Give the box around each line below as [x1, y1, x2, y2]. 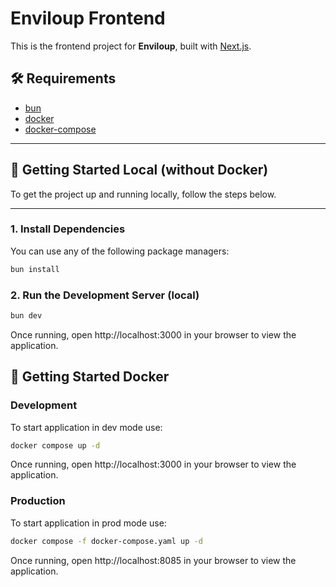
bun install [10, 264, 60, 274]
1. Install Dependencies [10, 222, 126, 236]
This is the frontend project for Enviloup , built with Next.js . [10, 40, 252, 52]
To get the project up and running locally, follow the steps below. [10, 188, 277, 200]
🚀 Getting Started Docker [10, 368, 170, 386]
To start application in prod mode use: [10, 517, 167, 529]
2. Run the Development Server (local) [10, 288, 200, 302]
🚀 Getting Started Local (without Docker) [10, 162, 269, 179]
